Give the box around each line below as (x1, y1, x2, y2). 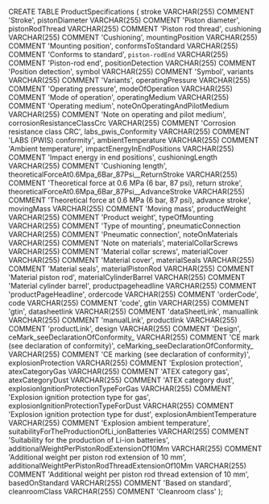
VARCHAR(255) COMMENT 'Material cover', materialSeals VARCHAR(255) (8, 256, 255, 264)
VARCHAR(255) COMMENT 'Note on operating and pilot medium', (8, 110, 227, 119)
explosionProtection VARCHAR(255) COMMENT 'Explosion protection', (8, 358, 243, 368)
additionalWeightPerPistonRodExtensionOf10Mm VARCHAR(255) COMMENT (8, 444, 263, 453)
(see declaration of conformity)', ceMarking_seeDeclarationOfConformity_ (8, 341, 254, 350)
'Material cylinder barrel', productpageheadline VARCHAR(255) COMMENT (8, 281, 257, 290)
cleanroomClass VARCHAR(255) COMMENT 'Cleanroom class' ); (8, 487, 224, 496)
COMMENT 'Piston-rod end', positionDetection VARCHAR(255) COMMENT (8, 58, 256, 68)
